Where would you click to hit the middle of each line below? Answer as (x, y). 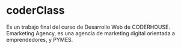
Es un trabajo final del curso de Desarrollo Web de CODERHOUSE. (88, 27)
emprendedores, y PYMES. (40, 39)
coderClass (35, 10)
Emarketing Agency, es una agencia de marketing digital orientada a (91, 33)
